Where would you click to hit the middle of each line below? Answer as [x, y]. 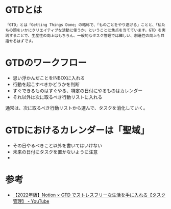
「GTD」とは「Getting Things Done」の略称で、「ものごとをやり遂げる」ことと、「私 [83, 25]
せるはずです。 [22, 41]
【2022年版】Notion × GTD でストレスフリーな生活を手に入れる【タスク [89, 195]
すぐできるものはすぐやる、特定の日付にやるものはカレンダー [78, 90]
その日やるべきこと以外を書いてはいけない [57, 145]
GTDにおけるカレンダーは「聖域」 [77, 130]
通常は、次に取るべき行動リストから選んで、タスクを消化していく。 [77, 108]
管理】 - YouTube [31, 201]
